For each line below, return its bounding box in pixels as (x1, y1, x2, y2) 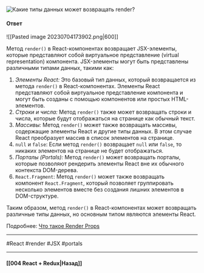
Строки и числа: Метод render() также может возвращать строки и (15, 108, 192, 116)
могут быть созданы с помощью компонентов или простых (15, 95, 170, 103)
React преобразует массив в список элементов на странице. (15, 134, 174, 142)
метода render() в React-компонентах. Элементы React (15, 83, 160, 90)
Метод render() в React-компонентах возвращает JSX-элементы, (6, 45, 177, 52)
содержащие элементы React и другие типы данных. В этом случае (15, 128, 192, 135)
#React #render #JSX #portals (6, 240, 83, 247)
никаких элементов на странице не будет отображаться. (15, 147, 164, 154)
